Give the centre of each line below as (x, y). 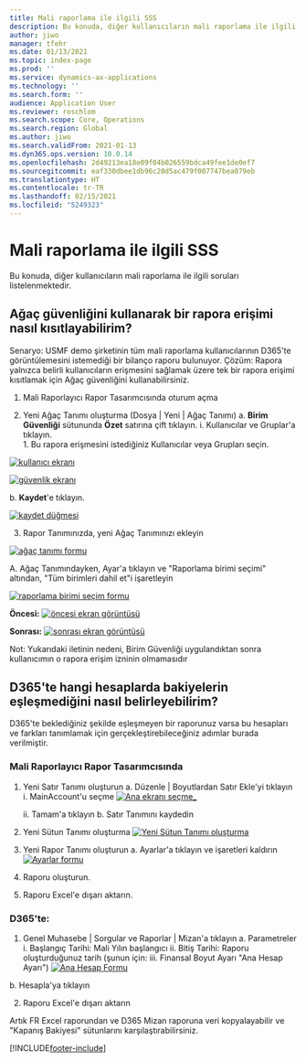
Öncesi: (25, 613)
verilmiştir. (29, 743)
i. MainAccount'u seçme (68, 796)
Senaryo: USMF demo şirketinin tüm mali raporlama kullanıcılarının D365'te (150, 350)
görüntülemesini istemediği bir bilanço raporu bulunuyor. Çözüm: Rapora (146, 360)
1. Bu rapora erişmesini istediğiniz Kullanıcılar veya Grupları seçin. (146, 444)
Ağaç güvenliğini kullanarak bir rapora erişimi (142, 314)
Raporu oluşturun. (57, 877)
